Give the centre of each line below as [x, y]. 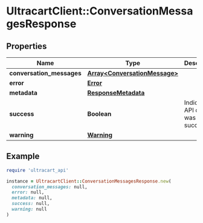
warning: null [29, 209]
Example [23, 156]
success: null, [31, 204]
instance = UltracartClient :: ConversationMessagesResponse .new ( [89, 181]
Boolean [99, 114]
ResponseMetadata [116, 93]
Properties [27, 46]
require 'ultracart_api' [37, 170]
